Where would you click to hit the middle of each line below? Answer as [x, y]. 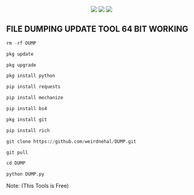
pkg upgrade [21, 65]
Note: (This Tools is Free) [37, 186]
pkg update [20, 54]
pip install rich [28, 130]
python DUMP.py [25, 174]
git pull [17, 152]
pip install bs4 [27, 109]
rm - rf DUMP [21, 43]
